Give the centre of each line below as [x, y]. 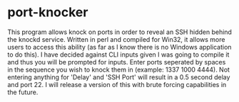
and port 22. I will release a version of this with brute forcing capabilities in [117, 84]
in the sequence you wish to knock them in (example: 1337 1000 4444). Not [119, 69]
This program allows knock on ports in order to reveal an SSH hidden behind [119, 32]
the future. [23, 92]
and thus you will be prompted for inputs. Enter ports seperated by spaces [117, 62]
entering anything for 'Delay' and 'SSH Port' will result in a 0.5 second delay [119, 77]
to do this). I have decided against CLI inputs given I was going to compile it [118, 55]
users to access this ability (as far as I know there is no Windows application [119, 47]
